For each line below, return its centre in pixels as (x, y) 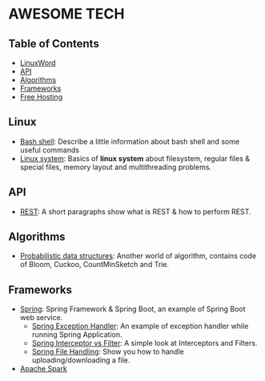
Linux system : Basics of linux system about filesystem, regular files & (135, 158)
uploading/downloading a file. (81, 360)
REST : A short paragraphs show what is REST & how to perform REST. (135, 211)
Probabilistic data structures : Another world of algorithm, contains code (138, 256)
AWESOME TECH (66, 14)
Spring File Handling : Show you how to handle (108, 352)
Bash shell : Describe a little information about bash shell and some (130, 141)
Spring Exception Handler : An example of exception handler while (140, 326)
